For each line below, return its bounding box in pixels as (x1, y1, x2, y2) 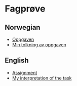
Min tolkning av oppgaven (12, 42, 66, 48)
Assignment (12, 69, 37, 75)
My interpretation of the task (12, 75, 72, 81)
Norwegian (5, 23, 41, 32)
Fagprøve (5, 3, 46, 15)
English (5, 56, 29, 65)
